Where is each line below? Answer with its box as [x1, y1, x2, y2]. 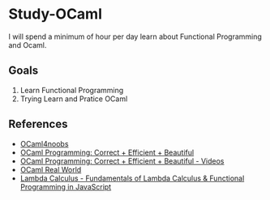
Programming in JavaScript [19, 181, 112, 191]
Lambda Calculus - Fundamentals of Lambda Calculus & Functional [19, 173, 245, 183]
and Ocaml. [8, 40, 47, 49]
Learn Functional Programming [19, 85, 124, 95]
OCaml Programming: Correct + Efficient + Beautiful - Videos [19, 155, 225, 166]
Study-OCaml [8, 5, 103, 23]
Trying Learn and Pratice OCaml [19, 94, 128, 104]
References [8, 117, 68, 131]
